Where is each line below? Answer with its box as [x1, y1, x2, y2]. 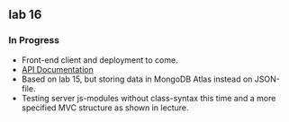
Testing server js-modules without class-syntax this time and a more [21, 92, 276, 103]
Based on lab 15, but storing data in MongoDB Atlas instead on [21, 74, 253, 84]
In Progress [8, 34, 60, 47]
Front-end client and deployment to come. [21, 54, 178, 65]
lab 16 [8, 7, 42, 22]
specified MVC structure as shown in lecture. [21, 102, 189, 113]
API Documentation [21, 64, 94, 74]
